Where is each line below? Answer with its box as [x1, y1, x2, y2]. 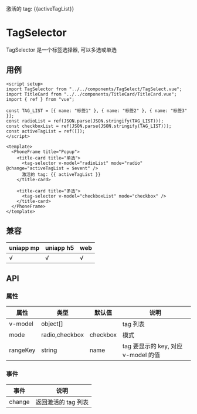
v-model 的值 [122, 351, 160, 359]
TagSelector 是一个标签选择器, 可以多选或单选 [6, 46, 117, 53]
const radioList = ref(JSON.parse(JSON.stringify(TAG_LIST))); [6, 118, 164, 124]
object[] [40, 320, 63, 328]
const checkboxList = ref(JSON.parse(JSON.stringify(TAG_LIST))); [6, 123, 172, 129]
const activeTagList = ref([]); [6, 128, 85, 134]
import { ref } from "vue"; [6, 96, 75, 102]
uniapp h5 [45, 243, 74, 252]
